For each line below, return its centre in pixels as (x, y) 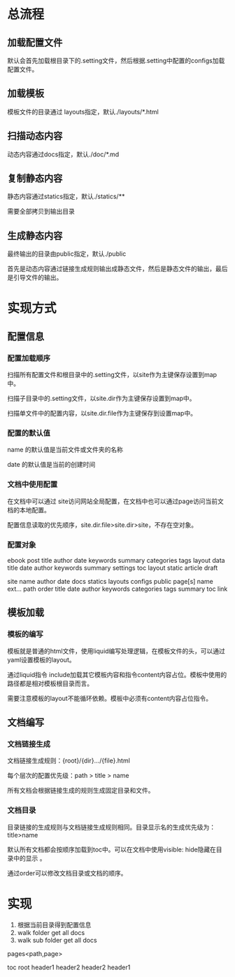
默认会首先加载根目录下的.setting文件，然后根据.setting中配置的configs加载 (116, 61)
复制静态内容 (35, 178)
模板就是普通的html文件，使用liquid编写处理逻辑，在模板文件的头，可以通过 (116, 651)
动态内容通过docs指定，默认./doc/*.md (63, 154)
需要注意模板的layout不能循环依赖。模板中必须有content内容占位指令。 (110, 698)
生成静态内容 (35, 235)
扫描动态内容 (35, 136)
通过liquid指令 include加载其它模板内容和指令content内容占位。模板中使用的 (117, 674)
